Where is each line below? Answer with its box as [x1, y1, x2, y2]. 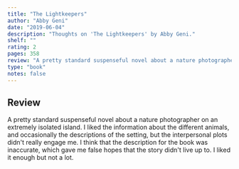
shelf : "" [7, 37, 37, 44]
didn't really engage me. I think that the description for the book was [7, 138, 208, 147]
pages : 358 [7, 51, 40, 58]
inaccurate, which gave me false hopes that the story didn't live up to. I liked [7, 145, 231, 154]
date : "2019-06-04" [7, 24, 65, 31]
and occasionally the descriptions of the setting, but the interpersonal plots [7, 130, 228, 139]
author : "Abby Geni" [7, 17, 69, 24]
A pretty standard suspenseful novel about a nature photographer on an [7, 116, 218, 124]
